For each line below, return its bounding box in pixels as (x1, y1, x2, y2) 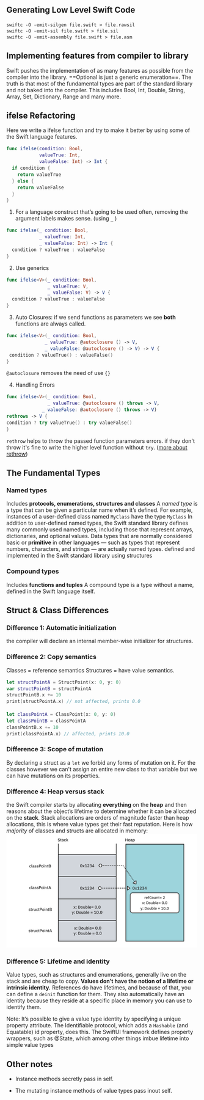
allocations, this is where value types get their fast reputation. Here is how (6, 821, 193, 828)
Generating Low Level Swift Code (6, 5, 136, 15)
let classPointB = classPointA (6, 718, 86, 724)
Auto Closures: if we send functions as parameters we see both (15, 314, 176, 321)
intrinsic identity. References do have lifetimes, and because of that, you (6, 984, 191, 991)
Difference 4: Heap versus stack (6, 787, 104, 796)
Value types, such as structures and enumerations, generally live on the (6, 971, 187, 978)
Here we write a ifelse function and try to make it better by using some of (6, 126, 191, 134)
